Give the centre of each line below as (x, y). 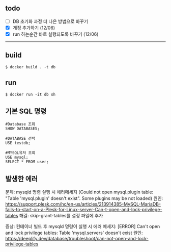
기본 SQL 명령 (26, 111)
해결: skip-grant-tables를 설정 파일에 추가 (61, 216)
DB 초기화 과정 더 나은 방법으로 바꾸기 (50, 21)
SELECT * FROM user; (27, 162)
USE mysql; (17, 158)
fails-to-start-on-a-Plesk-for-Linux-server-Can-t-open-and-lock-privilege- (84, 210)
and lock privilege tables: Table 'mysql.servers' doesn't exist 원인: (74, 233)
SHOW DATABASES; (22, 129)
